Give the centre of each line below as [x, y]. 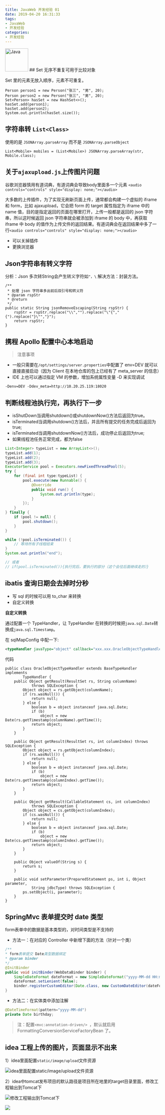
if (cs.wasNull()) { [44, 815]
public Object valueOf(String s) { [50, 862]
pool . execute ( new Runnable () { [55, 481]
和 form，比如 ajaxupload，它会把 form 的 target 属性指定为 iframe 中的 [77, 205]
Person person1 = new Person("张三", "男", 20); [55, 90]
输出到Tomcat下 [26, 1087]
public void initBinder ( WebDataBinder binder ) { [56, 972]
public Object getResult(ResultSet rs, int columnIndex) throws [81, 741]
